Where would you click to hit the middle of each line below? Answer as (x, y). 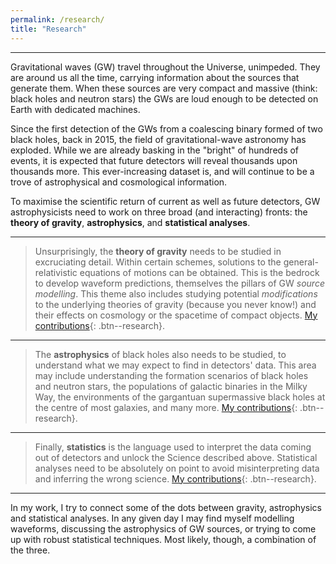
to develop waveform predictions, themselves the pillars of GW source (179, 283)
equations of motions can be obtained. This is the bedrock (199, 272)
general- (301, 262)
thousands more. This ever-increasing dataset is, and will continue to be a (162, 171)
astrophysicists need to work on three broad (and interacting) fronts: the (159, 212)
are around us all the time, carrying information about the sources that (155, 77)
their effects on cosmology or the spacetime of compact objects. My (176, 315)
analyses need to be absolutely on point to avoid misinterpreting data (177, 468)
